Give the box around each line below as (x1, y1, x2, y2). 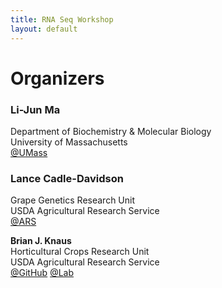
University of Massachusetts (10, 136, 128, 148)
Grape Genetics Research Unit (10, 194, 136, 206)
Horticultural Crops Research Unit (10, 246, 150, 258)
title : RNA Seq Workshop (10, 14, 114, 25)
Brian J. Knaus (10, 235, 72, 247)
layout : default (10, 24, 78, 34)
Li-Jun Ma (10, 102, 61, 116)
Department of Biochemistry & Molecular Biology (10, 125, 212, 137)
